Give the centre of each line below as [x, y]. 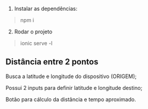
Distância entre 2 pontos [52, 62]
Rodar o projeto [33, 32]
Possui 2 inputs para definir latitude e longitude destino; [74, 88]
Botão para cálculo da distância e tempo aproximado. [71, 99]
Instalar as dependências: [46, 9]
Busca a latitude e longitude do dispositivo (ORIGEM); [71, 76]
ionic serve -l [36, 43]
